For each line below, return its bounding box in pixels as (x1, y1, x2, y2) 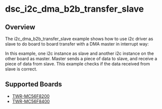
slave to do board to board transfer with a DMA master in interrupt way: (5, 41, 149, 47)
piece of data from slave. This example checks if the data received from (5, 61, 150, 66)
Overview (5, 23, 36, 31)
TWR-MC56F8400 (12, 98, 50, 104)
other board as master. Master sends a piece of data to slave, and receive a (5, 56, 158, 62)
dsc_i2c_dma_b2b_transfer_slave (5, 3, 144, 15)
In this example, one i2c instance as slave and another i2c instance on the (5, 50, 154, 56)
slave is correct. (5, 66, 38, 72)
